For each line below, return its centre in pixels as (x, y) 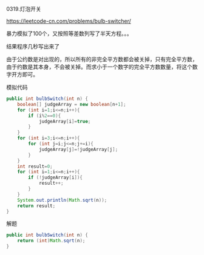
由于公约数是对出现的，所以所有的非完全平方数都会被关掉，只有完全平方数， (102, 59)
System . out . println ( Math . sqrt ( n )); (62, 200)
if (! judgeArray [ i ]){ (56, 177)
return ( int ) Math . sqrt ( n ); (51, 241)
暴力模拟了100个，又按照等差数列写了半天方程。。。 (69, 33)
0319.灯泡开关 (24, 9)
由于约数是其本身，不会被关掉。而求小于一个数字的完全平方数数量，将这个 (99, 67)
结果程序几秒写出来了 (33, 46)
